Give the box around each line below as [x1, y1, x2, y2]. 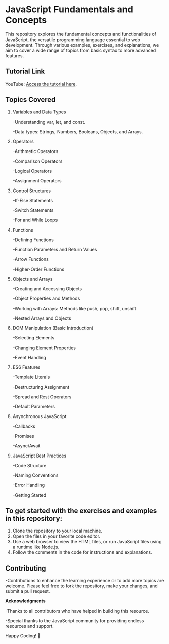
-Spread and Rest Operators [12, 394, 72, 400]
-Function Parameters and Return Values [12, 246, 97, 252]
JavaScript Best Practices [12, 452, 67, 459]
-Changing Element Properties [12, 345, 76, 351]
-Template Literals [12, 374, 50, 380]
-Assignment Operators [12, 177, 62, 183]
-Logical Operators [12, 168, 52, 174]
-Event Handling [12, 354, 46, 360]
